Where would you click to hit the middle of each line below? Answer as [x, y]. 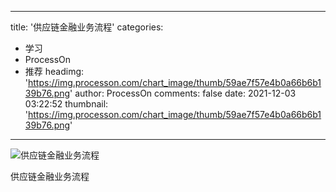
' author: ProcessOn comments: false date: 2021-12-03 [183, 93]
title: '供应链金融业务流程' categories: [87, 27]
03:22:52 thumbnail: [66, 104]
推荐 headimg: [54, 71]
